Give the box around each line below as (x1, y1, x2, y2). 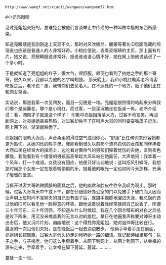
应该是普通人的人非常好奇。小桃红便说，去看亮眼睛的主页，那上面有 (18, 48, 157, 53)
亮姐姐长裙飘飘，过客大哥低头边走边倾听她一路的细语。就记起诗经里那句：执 (5, 232, 161, 238)
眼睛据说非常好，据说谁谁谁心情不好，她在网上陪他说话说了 (35, 53, 157, 59)
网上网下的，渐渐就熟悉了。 (5, 124, 62, 130)
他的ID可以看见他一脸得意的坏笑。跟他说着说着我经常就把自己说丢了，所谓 (9, 201, 161, 207)
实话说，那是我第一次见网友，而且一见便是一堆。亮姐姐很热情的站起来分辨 (5, 100, 157, 105)
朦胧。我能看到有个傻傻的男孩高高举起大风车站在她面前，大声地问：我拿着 (5, 154, 157, 159)
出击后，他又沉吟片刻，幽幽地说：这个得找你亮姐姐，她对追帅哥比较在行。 (5, 219, 157, 225)
